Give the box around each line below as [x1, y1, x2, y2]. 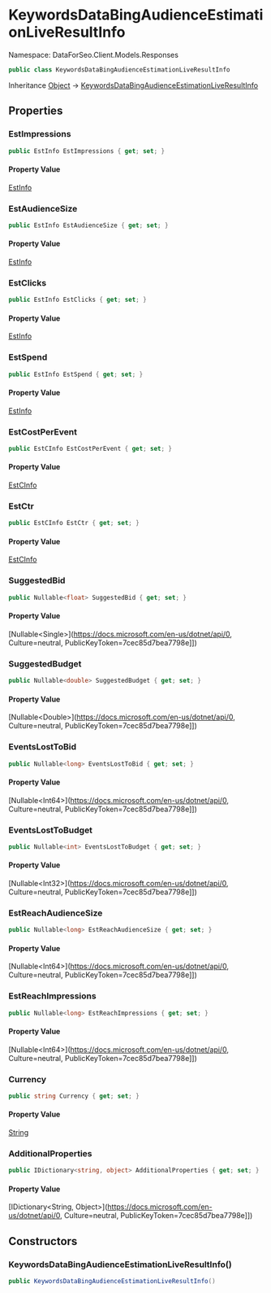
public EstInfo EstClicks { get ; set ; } [8, 295, 148, 304]
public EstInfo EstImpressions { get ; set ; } [8, 146, 165, 155]
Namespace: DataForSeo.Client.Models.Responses [8, 50, 179, 59]
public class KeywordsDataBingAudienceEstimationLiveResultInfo [8, 65, 230, 74]
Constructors [8, 1234, 78, 1248]
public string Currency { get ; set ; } [8, 1092, 140, 1100]
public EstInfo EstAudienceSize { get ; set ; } [8, 221, 169, 229]
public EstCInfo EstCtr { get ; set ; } [8, 519, 140, 527]
